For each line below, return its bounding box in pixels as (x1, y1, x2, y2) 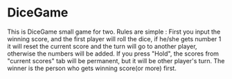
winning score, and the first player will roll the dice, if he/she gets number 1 (7, 34, 222, 43)
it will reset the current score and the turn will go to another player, (7, 42, 197, 50)
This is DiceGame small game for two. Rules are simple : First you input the (7, 27, 221, 36)
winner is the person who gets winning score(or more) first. (7, 64, 177, 72)
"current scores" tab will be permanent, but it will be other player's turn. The (7, 56, 225, 65)
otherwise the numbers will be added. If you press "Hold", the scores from (7, 49, 220, 58)
